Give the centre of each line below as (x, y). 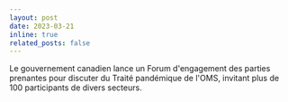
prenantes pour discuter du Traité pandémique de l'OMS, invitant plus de (144, 79)
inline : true (34, 34)
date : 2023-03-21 (42, 26)
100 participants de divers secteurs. (76, 88)
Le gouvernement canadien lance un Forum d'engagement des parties (140, 69)
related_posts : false (50, 43)
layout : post (34, 18)
